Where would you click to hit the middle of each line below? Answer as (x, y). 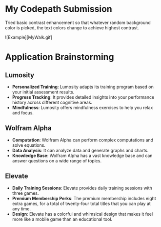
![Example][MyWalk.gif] (29, 37)
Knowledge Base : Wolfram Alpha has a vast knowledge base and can (82, 156)
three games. (25, 193)
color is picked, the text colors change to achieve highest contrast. (72, 27)
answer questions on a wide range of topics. (57, 160)
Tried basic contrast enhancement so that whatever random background (78, 23)
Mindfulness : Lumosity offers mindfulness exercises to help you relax (82, 107)
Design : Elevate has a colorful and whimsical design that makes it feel (82, 214)
